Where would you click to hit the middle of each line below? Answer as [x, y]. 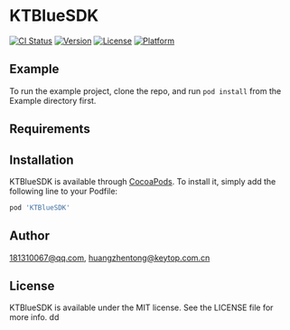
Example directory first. [53, 100]
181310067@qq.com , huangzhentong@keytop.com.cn [110, 258]
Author [29, 236]
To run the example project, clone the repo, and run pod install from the [145, 90]
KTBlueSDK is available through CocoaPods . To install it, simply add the [143, 181]
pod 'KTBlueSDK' [40, 207]
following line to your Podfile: [64, 191]
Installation [42, 160]
